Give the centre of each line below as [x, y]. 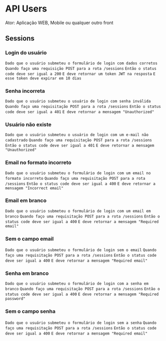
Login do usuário [26, 53]
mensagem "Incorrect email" [34, 188]
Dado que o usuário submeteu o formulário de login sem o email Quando [81, 250]
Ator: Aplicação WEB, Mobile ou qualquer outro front [59, 23]
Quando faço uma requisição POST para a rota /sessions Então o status [81, 68]
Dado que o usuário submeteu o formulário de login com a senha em [77, 284]
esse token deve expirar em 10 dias [43, 78]
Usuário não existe [28, 125]
